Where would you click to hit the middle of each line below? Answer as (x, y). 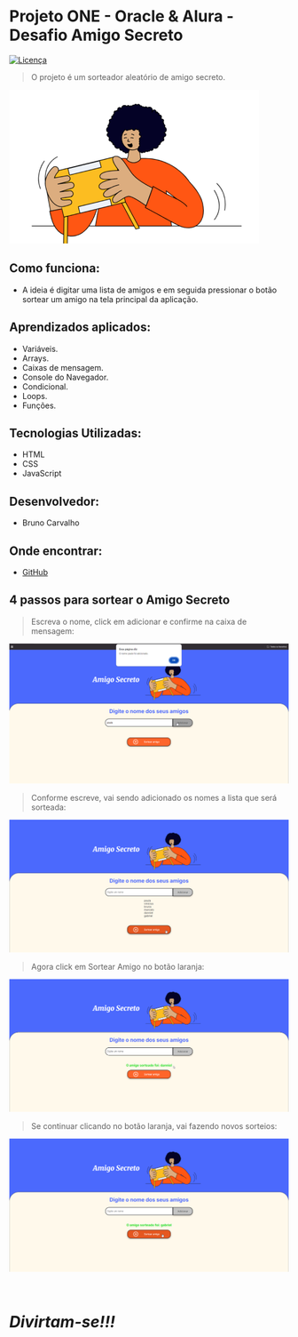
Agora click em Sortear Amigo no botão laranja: (118, 967)
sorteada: (48, 807)
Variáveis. (40, 348)
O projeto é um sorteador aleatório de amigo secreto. (128, 76)
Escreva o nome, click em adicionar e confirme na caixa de (139, 621)
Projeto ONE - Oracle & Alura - (122, 16)
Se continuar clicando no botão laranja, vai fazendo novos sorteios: (154, 1125)
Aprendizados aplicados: (80, 328)
